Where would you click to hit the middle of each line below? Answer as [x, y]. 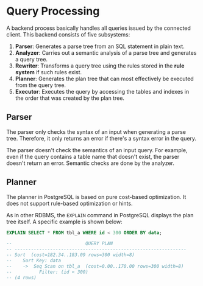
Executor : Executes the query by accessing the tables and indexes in [102, 91]
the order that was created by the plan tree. [70, 98]
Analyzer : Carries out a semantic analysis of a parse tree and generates [106, 52]
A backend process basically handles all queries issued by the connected [98, 28]
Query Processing [53, 11]
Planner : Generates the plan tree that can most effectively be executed [104, 78]
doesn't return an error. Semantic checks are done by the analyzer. [91, 163]
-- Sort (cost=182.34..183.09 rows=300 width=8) [71, 255]
